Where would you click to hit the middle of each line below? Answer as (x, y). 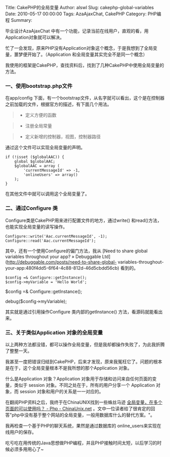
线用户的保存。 (21, 432)
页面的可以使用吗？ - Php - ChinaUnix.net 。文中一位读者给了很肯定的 (78, 408)
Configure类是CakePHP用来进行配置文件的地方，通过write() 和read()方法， (83, 220)
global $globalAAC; (35, 161)
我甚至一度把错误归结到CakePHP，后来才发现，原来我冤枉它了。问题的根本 (84, 362)
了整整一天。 (18, 351)
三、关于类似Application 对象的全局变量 (54, 333)
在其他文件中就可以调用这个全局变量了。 (47, 194)
